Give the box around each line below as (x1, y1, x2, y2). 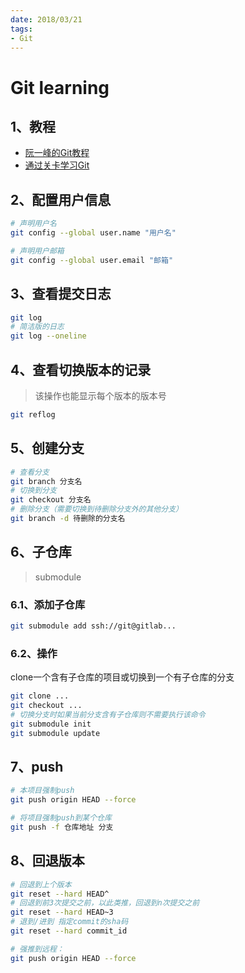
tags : (10, 24, 33, 34)
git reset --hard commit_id (10, 926, 128, 936)
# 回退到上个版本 (10, 879, 72, 890)
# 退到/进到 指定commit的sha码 (10, 917, 129, 927)
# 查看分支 (10, 467, 50, 477)
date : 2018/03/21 (10, 14, 83, 25)
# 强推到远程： (10, 944, 65, 954)
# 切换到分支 (10, 486, 57, 496)
